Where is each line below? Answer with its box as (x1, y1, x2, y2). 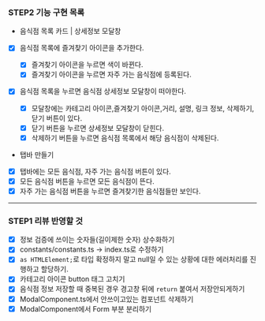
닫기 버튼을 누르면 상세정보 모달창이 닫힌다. (31, 123, 165, 133)
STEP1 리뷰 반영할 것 (8, 215, 84, 226)
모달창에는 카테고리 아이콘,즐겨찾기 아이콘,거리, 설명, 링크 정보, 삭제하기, (31, 103, 255, 113)
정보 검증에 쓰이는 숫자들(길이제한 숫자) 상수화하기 (19, 235, 175, 244)
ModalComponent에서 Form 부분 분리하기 (19, 304, 152, 313)
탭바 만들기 (19, 150, 54, 159)
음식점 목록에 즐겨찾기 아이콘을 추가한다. (19, 43, 144, 53)
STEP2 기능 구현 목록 (8, 6, 85, 17)
